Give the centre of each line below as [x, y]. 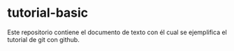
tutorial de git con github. [44, 39]
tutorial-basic [48, 13]
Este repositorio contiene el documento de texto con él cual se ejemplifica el [117, 32]
